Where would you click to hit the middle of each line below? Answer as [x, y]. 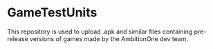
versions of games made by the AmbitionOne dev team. [109, 38]
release [18, 38]
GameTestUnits [52, 13]
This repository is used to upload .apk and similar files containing [100, 32]
